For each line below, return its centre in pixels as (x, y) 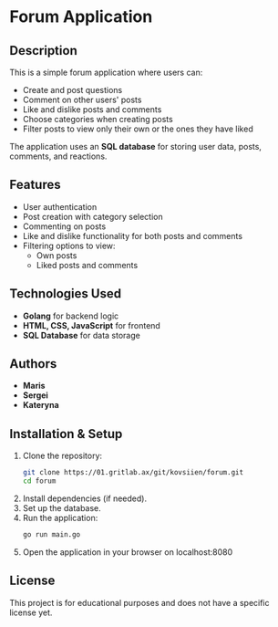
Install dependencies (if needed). (85, 498)
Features (35, 185)
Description (43, 51)
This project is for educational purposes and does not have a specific (140, 602)
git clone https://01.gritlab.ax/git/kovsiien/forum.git (133, 473)
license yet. (31, 612)
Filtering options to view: (69, 246)
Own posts (57, 255)
